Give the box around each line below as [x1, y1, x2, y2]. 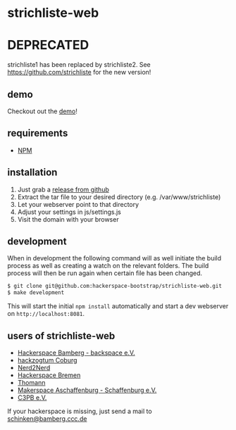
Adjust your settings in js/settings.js [17, 208, 121, 216]
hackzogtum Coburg [17, 355, 77, 364]
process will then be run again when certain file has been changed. [7, 269, 203, 277]
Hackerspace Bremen [17, 371, 81, 379]
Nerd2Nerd [17, 363, 51, 372]
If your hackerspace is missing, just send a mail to [7, 407, 153, 415]
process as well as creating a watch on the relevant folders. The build [7, 262, 209, 270]
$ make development [7, 289, 65, 296]
